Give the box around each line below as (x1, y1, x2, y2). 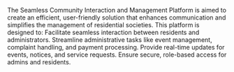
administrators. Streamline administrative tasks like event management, (7, 36, 212, 44)
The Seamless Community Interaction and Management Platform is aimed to (7, 6, 227, 14)
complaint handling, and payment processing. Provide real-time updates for (7, 43, 225, 51)
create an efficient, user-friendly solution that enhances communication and (7, 13, 226, 22)
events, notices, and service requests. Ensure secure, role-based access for (7, 50, 227, 59)
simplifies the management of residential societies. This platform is (7, 21, 200, 29)
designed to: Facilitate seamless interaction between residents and (7, 28, 200, 36)
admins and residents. (7, 58, 71, 66)
